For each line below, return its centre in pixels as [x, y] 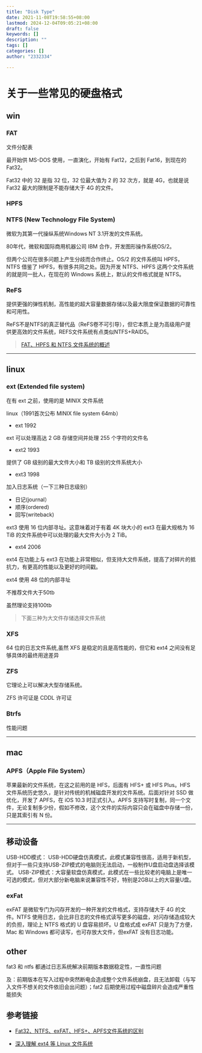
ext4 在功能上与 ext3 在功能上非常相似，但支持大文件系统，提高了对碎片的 [98, 559]
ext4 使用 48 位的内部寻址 [38, 579]
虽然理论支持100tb [29, 605]
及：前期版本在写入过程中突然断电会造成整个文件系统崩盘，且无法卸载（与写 [101, 980]
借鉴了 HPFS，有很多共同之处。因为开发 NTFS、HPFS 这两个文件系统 [108, 267]
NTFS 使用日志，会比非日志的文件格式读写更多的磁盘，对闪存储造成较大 [106, 917]
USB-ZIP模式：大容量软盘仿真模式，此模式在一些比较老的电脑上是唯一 [105, 872]
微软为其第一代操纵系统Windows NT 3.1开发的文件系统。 [76, 233]
